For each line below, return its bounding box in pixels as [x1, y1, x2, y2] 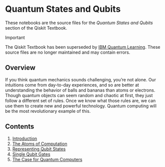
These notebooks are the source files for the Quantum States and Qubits [5, 20, 153, 26]
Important [5, 34, 25, 40]
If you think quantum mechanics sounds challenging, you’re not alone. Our [5, 76, 156, 82]
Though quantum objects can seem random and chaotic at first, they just [5, 92, 153, 98]
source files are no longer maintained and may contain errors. [5, 49, 131, 55]
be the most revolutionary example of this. [5, 108, 91, 114]
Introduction [12, 135, 37, 141]
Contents [5, 122, 34, 131]
